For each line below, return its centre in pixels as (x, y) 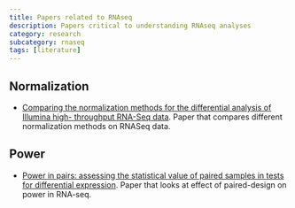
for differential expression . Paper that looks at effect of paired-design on (154, 185)
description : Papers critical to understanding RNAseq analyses (130, 26)
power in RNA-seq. (57, 194)
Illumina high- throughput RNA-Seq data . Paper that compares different (152, 117)
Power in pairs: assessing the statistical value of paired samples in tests (153, 175)
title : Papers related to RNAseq (71, 17)
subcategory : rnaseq (47, 42)
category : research (45, 34)
